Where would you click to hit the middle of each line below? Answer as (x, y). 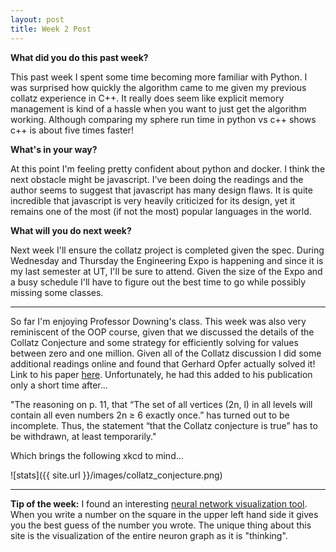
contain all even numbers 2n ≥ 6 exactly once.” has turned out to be (150, 415)
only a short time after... (59, 385)
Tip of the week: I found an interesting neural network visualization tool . (159, 503)
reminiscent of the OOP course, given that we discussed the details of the (162, 332)
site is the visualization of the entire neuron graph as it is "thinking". (149, 535)
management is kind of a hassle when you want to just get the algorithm (158, 108)
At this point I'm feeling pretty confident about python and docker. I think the (168, 168)
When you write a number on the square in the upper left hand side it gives (164, 514)
